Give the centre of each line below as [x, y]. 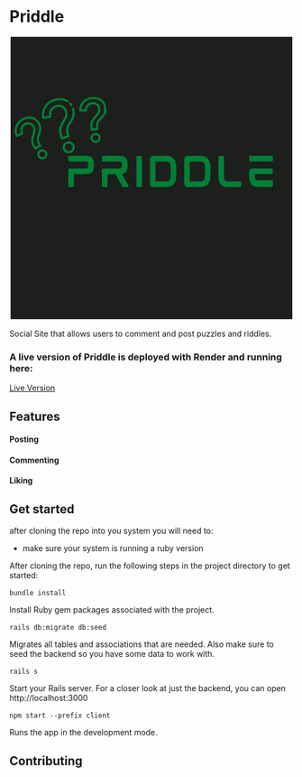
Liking [21, 481]
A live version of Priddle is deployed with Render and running [146, 357]
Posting [24, 439]
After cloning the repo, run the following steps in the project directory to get [150, 566]
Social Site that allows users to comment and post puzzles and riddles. [141, 333]
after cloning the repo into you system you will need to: [111, 531]
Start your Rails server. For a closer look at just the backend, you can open [148, 688]
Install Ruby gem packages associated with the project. [112, 610]
